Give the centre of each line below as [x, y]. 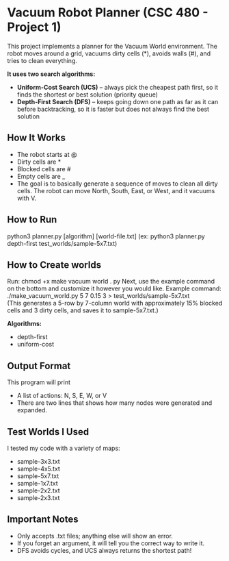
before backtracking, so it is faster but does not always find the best [113, 109]
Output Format [39, 365]
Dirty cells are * [39, 162]
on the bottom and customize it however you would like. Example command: [114, 288]
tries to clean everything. [42, 60]
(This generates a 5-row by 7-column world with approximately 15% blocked [115, 303]
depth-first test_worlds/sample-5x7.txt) [62, 243]
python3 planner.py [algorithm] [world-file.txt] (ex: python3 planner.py [106, 236]
